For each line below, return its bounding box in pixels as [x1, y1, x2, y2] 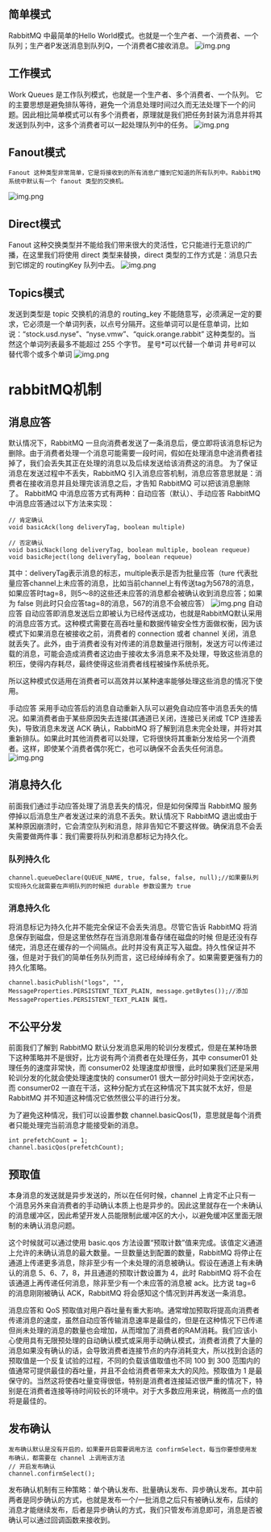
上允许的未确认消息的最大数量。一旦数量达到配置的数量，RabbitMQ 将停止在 [8, 1248, 263, 1258]
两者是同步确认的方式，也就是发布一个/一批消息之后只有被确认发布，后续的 [8, 1495, 259, 1505]
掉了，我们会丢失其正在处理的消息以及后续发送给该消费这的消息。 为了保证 [8, 458, 258, 468]
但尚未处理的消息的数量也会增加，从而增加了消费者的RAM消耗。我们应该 [8, 1325, 251, 1335]
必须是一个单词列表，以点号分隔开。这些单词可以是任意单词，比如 [29, 319, 248, 329]
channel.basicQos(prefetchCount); [8, 1144, 125, 1152]
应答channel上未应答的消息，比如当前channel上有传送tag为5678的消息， [15, 578, 258, 588]
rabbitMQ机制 [8, 381, 102, 399]
